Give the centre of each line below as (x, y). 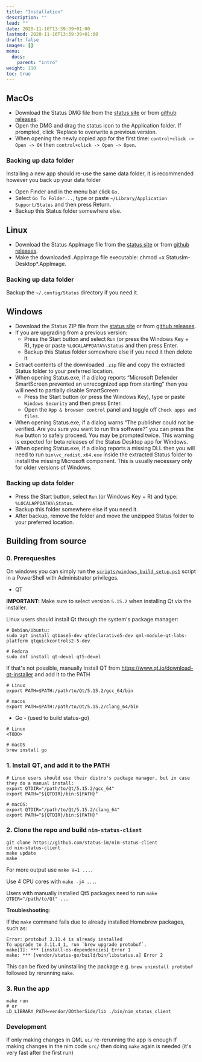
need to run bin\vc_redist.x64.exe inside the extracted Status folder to (104, 455)
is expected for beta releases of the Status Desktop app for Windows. (102, 442)
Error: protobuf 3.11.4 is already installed (64, 939)
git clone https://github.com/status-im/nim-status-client (82, 843)
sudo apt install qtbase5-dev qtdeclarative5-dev (70, 636)
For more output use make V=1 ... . (49, 869)
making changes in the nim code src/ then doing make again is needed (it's (99, 1046)
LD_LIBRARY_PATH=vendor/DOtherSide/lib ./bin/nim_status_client (89, 1012)
